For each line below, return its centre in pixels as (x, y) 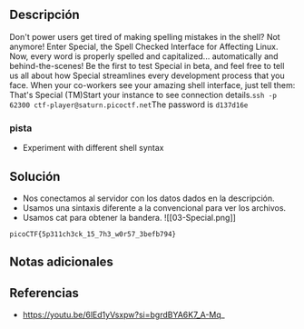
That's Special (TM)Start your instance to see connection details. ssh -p (143, 95)
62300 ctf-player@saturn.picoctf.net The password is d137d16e (129, 105)
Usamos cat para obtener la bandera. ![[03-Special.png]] (129, 217)
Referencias (44, 293)
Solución (35, 176)
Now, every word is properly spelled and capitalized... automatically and (144, 56)
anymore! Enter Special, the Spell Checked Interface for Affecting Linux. (144, 46)
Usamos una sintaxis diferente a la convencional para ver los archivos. (154, 207)
